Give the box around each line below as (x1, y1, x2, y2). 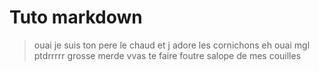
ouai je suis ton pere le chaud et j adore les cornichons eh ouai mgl (33, 39, 311, 51)
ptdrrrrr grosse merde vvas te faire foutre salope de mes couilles (33, 49, 302, 61)
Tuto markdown (9, 6, 143, 29)
